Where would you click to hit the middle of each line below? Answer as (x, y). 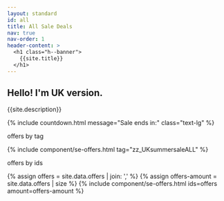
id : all (18, 20)
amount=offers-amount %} (46, 191)
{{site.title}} (41, 59)
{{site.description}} (35, 109)
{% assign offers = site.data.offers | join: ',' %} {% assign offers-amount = (112, 176)
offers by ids (25, 163)
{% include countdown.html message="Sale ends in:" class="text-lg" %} (111, 123)
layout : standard (32, 13)
